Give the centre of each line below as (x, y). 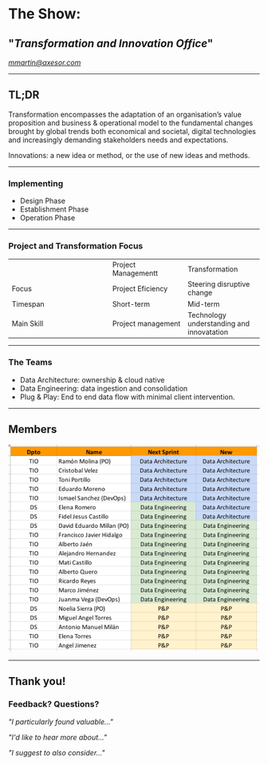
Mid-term (203, 303)
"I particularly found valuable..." (61, 721)
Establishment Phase (54, 209)
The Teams (30, 363)
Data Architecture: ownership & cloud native (92, 379)
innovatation (208, 331)
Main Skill (28, 323)
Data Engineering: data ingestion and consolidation (104, 388)
